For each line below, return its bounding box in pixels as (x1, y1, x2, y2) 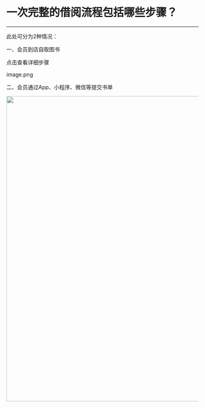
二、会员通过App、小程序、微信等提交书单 (6, 83, 113, 90)
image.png (6, 71, 34, 78)
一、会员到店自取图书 (6, 45, 60, 53)
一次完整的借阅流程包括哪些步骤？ (6, 5, 178, 20)
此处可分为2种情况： (6, 32, 58, 40)
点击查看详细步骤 (6, 59, 49, 66)
